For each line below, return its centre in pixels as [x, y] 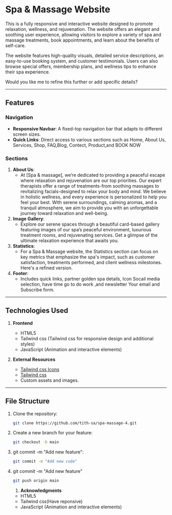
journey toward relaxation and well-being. [64, 213]
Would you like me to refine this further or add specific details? [72, 82]
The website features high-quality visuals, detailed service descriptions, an [84, 56]
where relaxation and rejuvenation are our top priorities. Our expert [91, 180]
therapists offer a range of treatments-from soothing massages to [90, 186]
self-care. [16, 45]
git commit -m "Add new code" [45, 462]
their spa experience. [28, 72]
